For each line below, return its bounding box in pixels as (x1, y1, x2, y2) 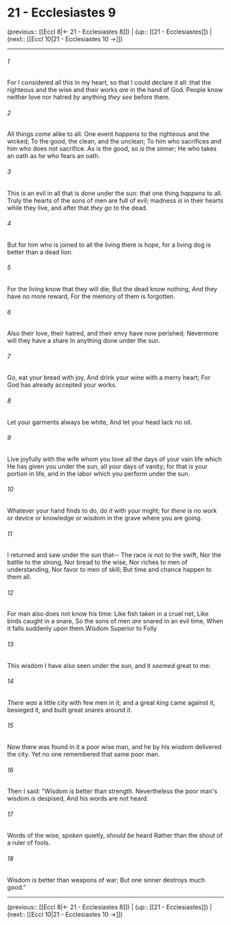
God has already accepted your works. (7, 381, 118, 389)
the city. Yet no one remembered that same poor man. (7, 750, 160, 758)
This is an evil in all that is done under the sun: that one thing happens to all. (7, 189, 223, 197)
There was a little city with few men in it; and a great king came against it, (7, 698, 215, 706)
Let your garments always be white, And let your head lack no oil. (7, 418, 192, 426)
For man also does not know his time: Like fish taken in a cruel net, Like (7, 610, 209, 618)
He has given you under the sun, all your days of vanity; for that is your (7, 462, 208, 470)
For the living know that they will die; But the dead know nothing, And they (7, 285, 218, 293)
